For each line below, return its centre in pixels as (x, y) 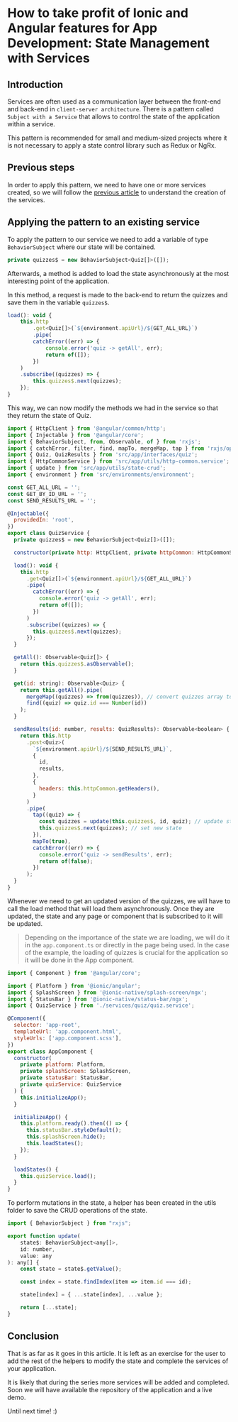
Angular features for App (83, 28)
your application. (32, 1368)
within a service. (31, 124)
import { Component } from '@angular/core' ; (74, 973)
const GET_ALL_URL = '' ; (44, 487)
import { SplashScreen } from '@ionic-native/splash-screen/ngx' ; (107, 992)
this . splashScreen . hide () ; (66, 1137)
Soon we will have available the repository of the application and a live (110, 1389)
